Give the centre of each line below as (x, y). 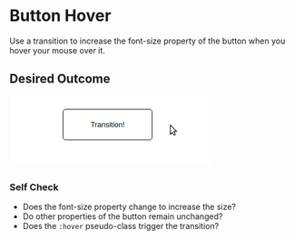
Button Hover (60, 16)
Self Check (34, 187)
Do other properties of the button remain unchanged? (122, 216)
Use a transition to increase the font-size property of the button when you (147, 41)
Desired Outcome (60, 79)
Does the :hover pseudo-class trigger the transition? (121, 226)
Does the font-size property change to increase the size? (129, 207)
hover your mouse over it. (58, 50)
